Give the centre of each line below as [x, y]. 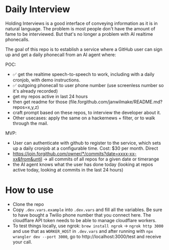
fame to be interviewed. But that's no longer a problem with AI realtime [79, 34]
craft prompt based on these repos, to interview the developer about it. [87, 112]
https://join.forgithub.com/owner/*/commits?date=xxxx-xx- [75, 153]
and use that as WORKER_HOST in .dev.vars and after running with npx [83, 231]
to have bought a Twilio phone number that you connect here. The [82, 215]
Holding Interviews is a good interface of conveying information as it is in [82, 23]
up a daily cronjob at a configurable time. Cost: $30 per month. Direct [85, 148]
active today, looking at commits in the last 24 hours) [68, 170]
